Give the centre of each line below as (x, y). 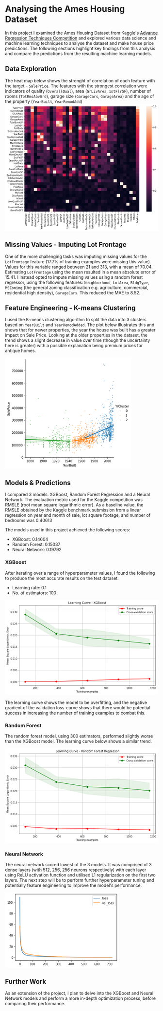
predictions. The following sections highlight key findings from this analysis (80, 48)
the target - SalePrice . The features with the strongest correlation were (76, 86)
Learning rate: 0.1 (29, 587)
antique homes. (21, 351)
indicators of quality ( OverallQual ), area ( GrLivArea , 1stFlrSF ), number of (78, 91)
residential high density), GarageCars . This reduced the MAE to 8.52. (73, 292)
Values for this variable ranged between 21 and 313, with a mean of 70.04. (79, 267)
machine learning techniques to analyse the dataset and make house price (80, 43)
